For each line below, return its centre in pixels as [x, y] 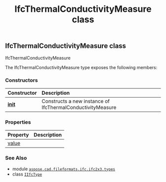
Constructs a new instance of [76, 101]
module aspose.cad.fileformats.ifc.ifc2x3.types [63, 169]
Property [18, 135]
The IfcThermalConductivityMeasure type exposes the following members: [81, 67]
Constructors [21, 80]
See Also [16, 158]
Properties [18, 122]
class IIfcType [27, 174]
